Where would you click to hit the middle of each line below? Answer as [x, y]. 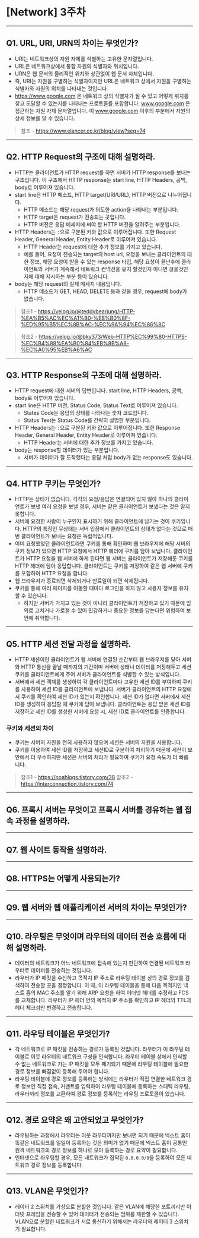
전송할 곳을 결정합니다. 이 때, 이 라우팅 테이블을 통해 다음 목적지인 [106, 985]
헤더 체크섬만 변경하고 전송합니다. [54, 1007]
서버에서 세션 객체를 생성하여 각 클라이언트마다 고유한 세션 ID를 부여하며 [98, 682]
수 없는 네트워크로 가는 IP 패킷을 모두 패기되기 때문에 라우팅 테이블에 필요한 [101, 1064]
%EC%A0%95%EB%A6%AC [56, 349]
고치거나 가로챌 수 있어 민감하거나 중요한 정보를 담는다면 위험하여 [110, 610]
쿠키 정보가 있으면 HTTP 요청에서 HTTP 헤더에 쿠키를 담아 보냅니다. [93, 551]
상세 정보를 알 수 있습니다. [45, 118]
